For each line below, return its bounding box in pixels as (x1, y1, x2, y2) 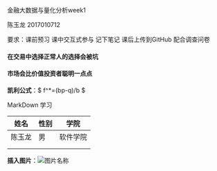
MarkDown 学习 (7, 101, 53, 109)
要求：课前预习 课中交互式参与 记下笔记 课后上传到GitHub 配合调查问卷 (7, 35, 210, 43)
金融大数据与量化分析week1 (7, 6, 86, 14)
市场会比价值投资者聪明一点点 (7, 70, 92, 78)
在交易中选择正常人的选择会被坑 (7, 52, 98, 61)
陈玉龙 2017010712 (7, 21, 60, 29)
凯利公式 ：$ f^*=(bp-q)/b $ (7, 85, 85, 94)
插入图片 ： (7, 156, 38, 164)
